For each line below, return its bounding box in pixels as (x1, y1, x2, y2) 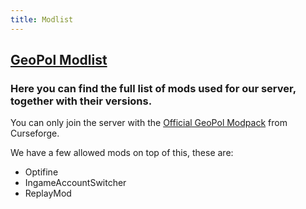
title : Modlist (10, 14, 74, 25)
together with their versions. (10, 94, 153, 108)
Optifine (24, 166, 59, 178)
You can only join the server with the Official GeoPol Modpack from (10, 117, 288, 129)
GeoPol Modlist (10, 52, 108, 69)
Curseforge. (10, 127, 60, 140)
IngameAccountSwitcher (24, 177, 127, 189)
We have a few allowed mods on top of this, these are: (10, 147, 234, 159)
